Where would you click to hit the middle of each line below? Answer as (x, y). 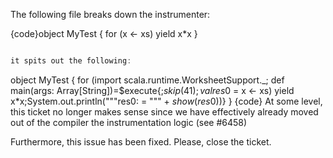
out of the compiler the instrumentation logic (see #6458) (129, 122)
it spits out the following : (71, 61)
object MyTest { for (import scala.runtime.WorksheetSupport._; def (147, 80)
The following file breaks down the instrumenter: (110, 14)
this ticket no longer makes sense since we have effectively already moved (164, 111)
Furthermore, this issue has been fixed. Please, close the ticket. (141, 141)
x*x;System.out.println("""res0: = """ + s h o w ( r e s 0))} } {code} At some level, (166, 101)
